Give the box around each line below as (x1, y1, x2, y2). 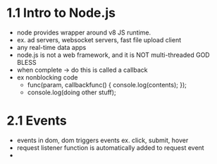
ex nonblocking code (16, 72, 78, 82)
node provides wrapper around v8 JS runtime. (16, 28, 151, 37)
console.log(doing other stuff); (27, 88, 117, 96)
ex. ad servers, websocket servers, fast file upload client (16, 35, 181, 44)
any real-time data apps (16, 43, 87, 51)
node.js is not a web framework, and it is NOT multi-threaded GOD (16, 51, 210, 59)
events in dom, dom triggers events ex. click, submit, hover (16, 136, 189, 144)
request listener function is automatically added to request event (16, 143, 205, 152)
